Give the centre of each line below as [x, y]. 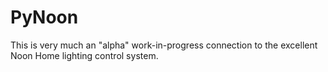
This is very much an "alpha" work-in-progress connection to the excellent [164, 45]
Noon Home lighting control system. [84, 55]
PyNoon [44, 17]
